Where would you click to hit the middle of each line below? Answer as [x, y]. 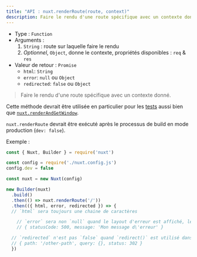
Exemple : [18, 141]
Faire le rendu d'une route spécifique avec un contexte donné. [96, 95]
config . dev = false [30, 168]
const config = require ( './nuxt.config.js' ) [61, 163]
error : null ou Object [49, 77]
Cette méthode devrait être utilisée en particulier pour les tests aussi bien [95, 106]
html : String [38, 71]
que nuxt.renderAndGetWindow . [43, 113]
